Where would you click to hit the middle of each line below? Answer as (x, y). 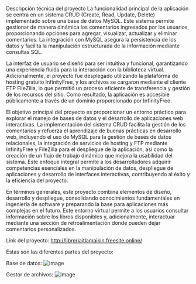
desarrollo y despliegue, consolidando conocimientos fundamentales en (93, 198)
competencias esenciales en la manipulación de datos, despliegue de (90, 168)
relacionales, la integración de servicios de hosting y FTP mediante (87, 143)
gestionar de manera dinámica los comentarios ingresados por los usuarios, (97, 27)
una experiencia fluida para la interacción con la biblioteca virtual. (85, 69)
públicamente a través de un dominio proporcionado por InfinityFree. (89, 101)
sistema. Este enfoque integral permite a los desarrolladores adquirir (89, 162)
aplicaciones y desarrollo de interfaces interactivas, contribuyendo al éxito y (98, 174)
